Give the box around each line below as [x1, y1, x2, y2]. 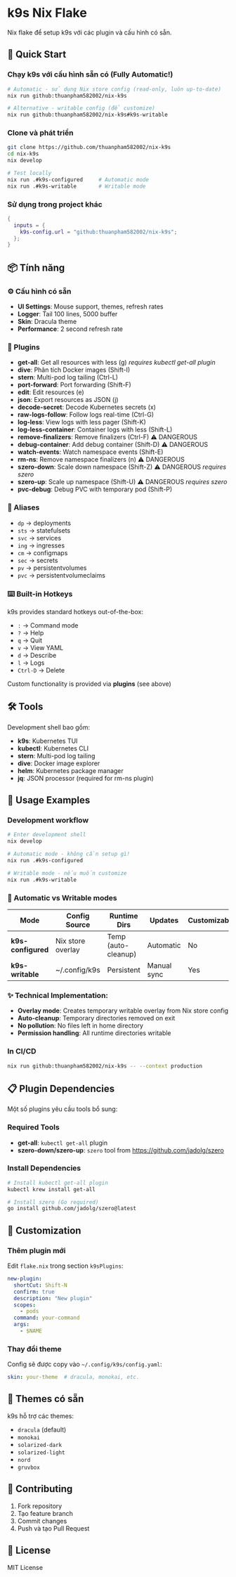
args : [13, 1321, 30, 1328]
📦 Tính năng [7, 261, 65, 273]
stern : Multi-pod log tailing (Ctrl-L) [17, 373, 118, 382]
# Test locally [7, 170, 52, 177]
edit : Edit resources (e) [17, 388, 84, 396]
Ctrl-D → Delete [17, 666, 65, 674]
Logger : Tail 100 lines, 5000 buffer [17, 310, 118, 318]
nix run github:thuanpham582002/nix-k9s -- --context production [7, 1063, 202, 1070]
